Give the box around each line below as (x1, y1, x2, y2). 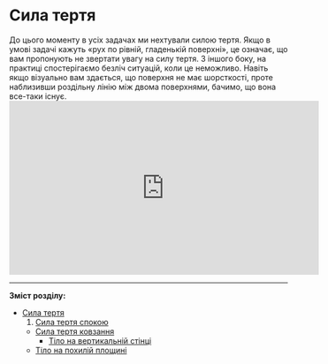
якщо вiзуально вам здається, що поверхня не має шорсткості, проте (9, 72, 274, 82)
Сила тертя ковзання (34, 326, 115, 337)
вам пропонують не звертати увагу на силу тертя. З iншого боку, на (9, 53, 267, 64)
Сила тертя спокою (34, 316, 109, 327)
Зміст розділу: (9, 290, 66, 300)
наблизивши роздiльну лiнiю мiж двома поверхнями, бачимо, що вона (9, 81, 277, 92)
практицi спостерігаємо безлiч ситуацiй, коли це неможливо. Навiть (9, 63, 269, 73)
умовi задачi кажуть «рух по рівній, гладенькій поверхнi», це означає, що (9, 43, 288, 54)
